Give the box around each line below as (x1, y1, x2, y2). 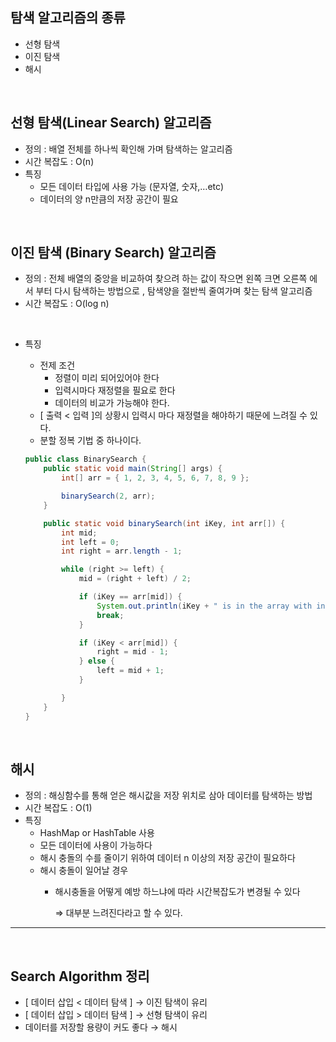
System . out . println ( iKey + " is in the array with (96, 601, 313, 611)
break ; (96, 610, 125, 620)
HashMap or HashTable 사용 (39, 827, 155, 839)
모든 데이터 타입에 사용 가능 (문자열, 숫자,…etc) (39, 180, 225, 192)
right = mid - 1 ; (96, 647, 169, 657)
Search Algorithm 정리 (10, 968, 150, 985)
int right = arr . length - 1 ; (61, 546, 183, 557)
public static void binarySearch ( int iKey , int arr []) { (43, 518, 286, 528)
